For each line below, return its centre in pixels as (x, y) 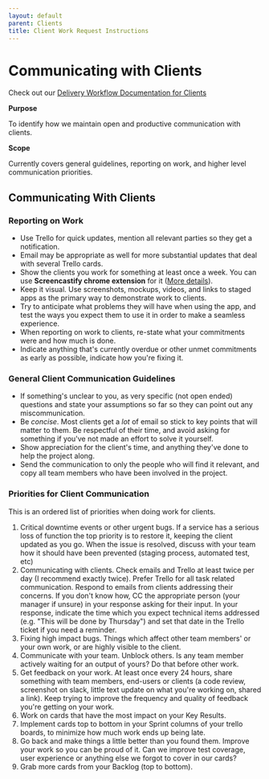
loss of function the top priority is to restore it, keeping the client (126, 535)
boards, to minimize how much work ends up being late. (113, 732)
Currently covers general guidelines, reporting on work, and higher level (127, 164)
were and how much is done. (68, 340)
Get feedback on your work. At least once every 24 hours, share (126, 672)
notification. (40, 247)
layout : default (35, 16)
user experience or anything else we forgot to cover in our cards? (128, 758)
